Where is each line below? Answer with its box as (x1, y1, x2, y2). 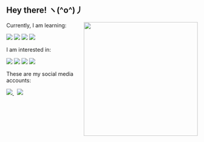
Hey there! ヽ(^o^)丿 (6, 5, 84, 16)
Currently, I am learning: (6, 21, 67, 29)
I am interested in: (6, 46, 52, 53)
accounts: (6, 76, 32, 84)
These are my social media (6, 70, 74, 77)
